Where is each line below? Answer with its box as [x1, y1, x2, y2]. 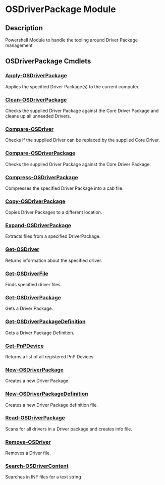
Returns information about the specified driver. [5, 257, 102, 263]
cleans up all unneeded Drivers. [5, 113, 72, 119]
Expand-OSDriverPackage [5, 222, 72, 229]
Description [5, 24, 43, 32]
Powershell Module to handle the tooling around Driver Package [5, 37, 138, 43]
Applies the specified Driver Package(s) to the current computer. [5, 83, 140, 89]
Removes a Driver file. [5, 450, 51, 456]
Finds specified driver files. [5, 282, 62, 288]
